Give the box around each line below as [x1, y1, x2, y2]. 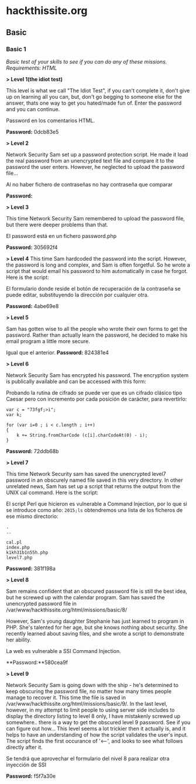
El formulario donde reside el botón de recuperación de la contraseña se [6, 285, 181, 292]
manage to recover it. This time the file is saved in [6, 694, 126, 701]
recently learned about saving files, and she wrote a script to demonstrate [6, 630, 184, 637]
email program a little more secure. [6, 337, 91, 344]
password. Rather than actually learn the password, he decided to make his [6, 331, 188, 339]
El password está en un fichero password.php [6, 232, 117, 239]
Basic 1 [6, 45, 26, 53]
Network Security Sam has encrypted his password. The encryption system [6, 371, 189, 378]
